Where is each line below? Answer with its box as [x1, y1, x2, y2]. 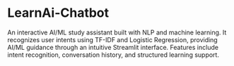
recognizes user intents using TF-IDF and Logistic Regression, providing [7, 35, 218, 44]
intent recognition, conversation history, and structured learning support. [7, 51, 219, 59]
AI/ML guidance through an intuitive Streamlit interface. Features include [7, 43, 219, 51]
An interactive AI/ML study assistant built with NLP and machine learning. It [7, 28, 227, 37]
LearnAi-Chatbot [7, 5, 110, 21]
